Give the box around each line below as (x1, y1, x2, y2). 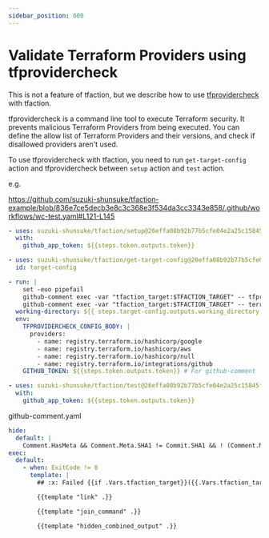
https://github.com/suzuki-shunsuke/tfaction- (8, 194, 159, 204)
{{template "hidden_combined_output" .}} (37, 522, 178, 530)
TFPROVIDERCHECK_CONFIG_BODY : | (22, 323, 130, 331)
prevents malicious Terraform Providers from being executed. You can (8, 122, 240, 132)
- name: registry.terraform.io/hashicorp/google (37, 337, 203, 345)
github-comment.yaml (8, 411, 82, 420)
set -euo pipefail (22, 285, 84, 293)
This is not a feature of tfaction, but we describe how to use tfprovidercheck (8, 90, 259, 99)
